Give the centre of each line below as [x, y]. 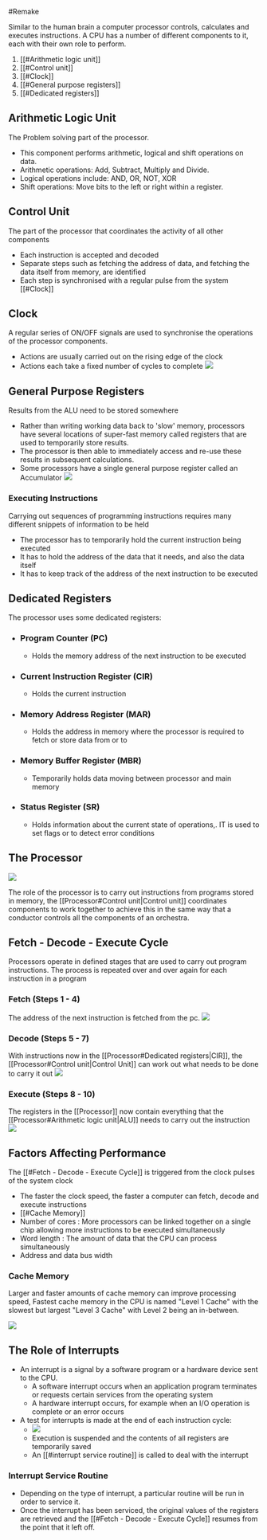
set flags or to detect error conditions [93, 833]
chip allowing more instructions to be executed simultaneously [122, 1230]
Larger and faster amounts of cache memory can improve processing [122, 1293]
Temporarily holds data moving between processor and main [132, 778]
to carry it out [31, 1074]
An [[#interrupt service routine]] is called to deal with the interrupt [140, 1455]
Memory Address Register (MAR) [85, 714]
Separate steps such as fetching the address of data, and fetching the [134, 263]
